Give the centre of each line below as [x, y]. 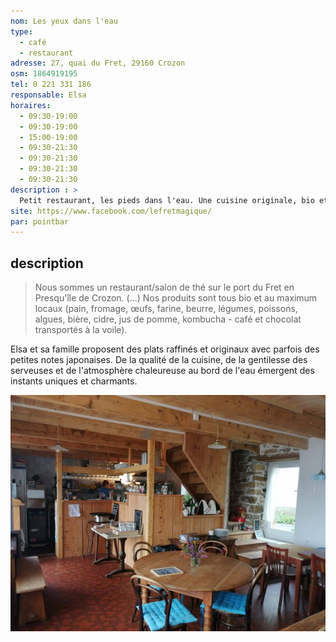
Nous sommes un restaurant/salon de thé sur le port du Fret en [164, 287]
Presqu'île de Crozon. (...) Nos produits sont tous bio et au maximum [176, 298]
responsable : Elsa [48, 95]
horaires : [31, 105]
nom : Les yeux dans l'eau [64, 21]
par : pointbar [40, 221]
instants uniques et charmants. [74, 381]
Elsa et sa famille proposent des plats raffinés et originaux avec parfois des [165, 349]
